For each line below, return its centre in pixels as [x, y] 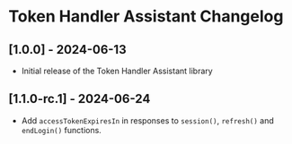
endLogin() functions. [62, 130]
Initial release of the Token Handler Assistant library [117, 71]
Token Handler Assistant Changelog [146, 17]
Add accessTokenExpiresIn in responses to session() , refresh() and [148, 120]
